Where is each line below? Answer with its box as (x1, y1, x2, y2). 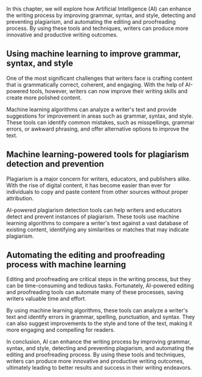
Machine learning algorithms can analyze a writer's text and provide (6, 106, 177, 113)
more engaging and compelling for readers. (6, 326, 116, 334)
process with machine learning (6, 259, 127, 270)
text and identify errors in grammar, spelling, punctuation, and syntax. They (6, 314, 195, 321)
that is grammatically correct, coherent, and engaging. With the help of (6, 81, 184, 88)
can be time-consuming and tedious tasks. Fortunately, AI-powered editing (6, 282, 195, 289)
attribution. (6, 195, 34, 202)
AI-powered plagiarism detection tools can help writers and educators (6, 206, 182, 214)
